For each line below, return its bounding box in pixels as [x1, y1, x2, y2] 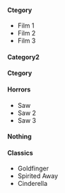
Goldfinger [17, 164, 49, 173]
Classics [7, 148, 33, 157]
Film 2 [17, 29, 36, 38]
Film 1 [17, 21, 35, 30]
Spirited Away [17, 172, 59, 180]
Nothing [7, 132, 32, 141]
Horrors [7, 85, 31, 94]
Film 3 [17, 36, 36, 45]
